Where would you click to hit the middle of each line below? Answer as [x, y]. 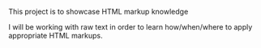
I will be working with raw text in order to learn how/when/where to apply [130, 27]
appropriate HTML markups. [56, 36]
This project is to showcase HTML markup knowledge [98, 12]
